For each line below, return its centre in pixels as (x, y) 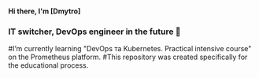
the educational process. (48, 65)
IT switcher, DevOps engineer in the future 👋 (94, 32)
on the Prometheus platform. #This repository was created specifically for (128, 57)
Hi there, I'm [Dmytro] (44, 11)
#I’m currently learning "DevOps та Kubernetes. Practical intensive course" (130, 48)
